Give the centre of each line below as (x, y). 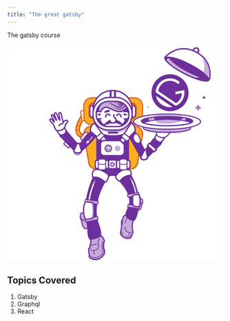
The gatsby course (34, 35)
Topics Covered (42, 281)
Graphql (29, 304)
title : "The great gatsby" (46, 14)
